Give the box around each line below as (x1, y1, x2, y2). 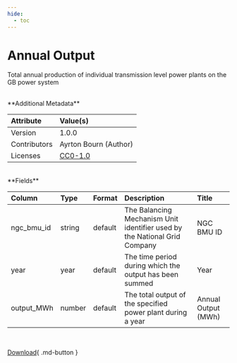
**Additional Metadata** (7, 100, 80, 108)
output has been (124, 270, 178, 280)
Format (92, 194, 118, 203)
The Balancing (124, 206, 172, 215)
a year (124, 316, 145, 326)
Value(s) (59, 116, 89, 126)
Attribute (11, 116, 42, 126)
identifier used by (124, 223, 183, 233)
